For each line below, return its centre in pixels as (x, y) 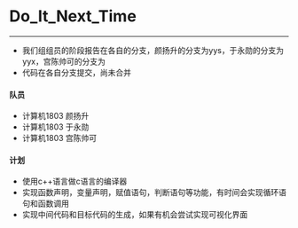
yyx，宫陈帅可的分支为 (64, 61)
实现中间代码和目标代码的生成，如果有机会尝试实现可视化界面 (135, 215)
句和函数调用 (45, 204)
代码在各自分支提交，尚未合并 (76, 72)
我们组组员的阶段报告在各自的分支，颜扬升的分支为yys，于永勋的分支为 (153, 50)
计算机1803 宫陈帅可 (59, 138)
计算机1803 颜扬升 (55, 116)
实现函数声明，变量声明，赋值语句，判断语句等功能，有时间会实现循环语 (154, 193)
